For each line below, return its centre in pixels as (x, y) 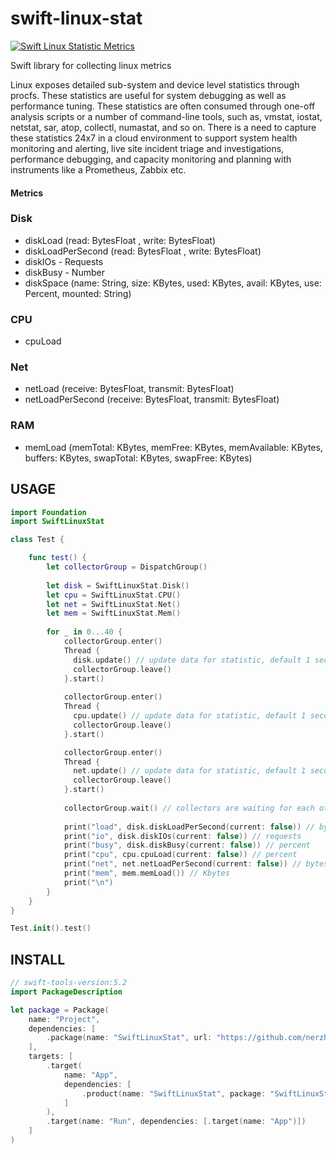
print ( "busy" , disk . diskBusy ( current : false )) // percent (187, 845)
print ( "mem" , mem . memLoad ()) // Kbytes (146, 873)
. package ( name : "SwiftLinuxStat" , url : (129, 1038)
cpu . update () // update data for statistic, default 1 (190, 716)
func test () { (57, 558)
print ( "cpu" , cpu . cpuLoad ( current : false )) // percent (180, 855)
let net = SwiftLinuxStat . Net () (114, 604)
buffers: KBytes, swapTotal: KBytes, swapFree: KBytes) (138, 458)
